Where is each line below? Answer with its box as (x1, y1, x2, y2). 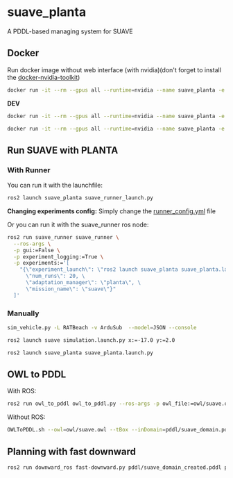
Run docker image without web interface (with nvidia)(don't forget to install (7, 65, 222, 74)
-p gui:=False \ (13, 247, 60, 254)
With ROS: (7, 387, 37, 395)
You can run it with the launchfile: (7, 181, 103, 190)
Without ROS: (7, 413, 46, 421)
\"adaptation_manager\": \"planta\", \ (25, 279, 141, 286)
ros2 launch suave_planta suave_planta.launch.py (7, 349, 154, 356)
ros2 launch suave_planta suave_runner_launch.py (7, 195, 154, 201)
